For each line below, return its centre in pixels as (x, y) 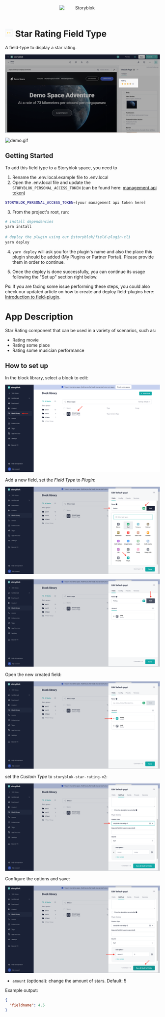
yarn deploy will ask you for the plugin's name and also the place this (82, 251)
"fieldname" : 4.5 (27, 1005)
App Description (39, 317)
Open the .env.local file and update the (51, 182)
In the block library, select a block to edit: (47, 377)
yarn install (18, 227)
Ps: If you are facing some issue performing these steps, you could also (78, 286)
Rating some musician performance (48, 350)
